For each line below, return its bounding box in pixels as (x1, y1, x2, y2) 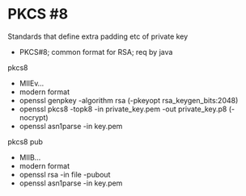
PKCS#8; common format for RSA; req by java (19, 47, 173, 56)
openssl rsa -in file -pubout (19, 169, 111, 179)
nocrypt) (19, 112, 49, 122)
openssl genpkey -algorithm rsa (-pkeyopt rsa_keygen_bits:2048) (19, 95, 239, 105)
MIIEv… (19, 78, 45, 88)
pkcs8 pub (7, 136, 44, 146)
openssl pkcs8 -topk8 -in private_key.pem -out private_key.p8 (19, 104, 227, 114)
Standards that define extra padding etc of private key (7, 31, 189, 41)
